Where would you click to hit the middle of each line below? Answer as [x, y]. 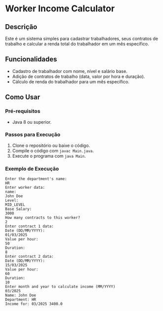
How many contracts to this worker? [43, 218]
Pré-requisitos [23, 111]
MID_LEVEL [15, 205]
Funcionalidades [31, 59]
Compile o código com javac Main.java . [53, 150]
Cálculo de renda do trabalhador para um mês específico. [71, 81]
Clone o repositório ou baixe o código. [51, 145]
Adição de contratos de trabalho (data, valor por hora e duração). [79, 76]
